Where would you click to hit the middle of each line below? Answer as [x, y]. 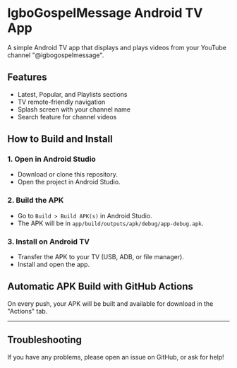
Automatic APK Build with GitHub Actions [101, 286]
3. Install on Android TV [49, 242]
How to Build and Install [60, 139]
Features [27, 77]
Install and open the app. [54, 265]
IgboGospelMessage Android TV [105, 13]
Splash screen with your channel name [74, 109]
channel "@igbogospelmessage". [56, 55]
